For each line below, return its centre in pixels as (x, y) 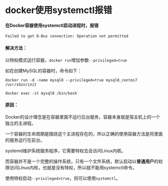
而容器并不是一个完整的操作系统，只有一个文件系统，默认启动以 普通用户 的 (82, 161)
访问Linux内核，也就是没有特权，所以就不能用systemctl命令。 (73, 167)
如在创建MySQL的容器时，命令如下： (43, 70)
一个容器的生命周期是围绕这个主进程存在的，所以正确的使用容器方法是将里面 (84, 133)
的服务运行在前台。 (25, 140)
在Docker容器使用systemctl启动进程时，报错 (52, 25)
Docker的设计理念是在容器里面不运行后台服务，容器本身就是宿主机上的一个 (83, 117)
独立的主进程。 (20, 123)
